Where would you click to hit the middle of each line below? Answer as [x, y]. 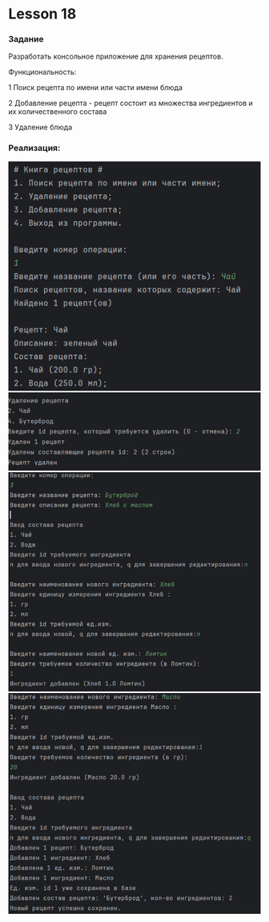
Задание [26, 39]
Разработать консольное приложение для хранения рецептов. [116, 56]
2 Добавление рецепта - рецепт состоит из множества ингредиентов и [131, 103]
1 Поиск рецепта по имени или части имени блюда [95, 88]
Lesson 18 [42, 14]
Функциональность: [42, 72]
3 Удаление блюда [40, 127]
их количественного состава [58, 112]
